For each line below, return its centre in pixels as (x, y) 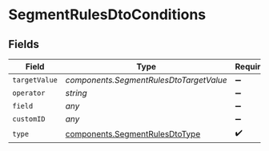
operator (29, 93)
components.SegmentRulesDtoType (133, 133)
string (76, 93)
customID (29, 119)
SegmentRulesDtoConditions (107, 15)
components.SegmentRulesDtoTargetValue (147, 80)
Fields (24, 44)
